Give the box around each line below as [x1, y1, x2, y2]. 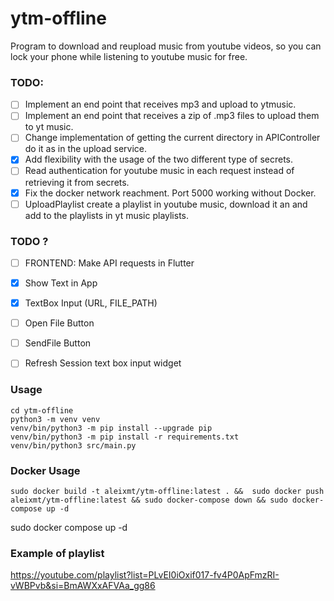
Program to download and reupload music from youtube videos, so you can [10, 40, 322, 52]
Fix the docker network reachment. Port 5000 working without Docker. [24, 187, 317, 199]
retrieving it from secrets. [24, 176, 130, 188]
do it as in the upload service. [24, 143, 147, 155]
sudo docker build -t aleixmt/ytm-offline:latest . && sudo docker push [10, 486, 325, 496]
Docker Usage [10, 463, 81, 477]
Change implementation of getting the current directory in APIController [24, 132, 321, 144]
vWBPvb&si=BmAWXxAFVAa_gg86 [10, 580, 156, 592]
